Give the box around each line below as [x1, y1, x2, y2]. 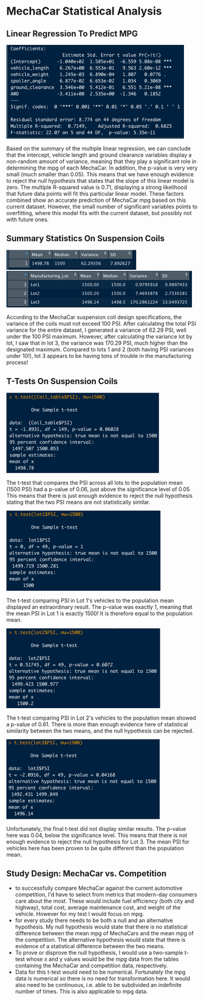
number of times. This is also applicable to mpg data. [15, 988, 148, 995]
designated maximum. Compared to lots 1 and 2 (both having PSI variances [6, 345, 194, 353]
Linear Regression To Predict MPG [6, 29, 138, 39]
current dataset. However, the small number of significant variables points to [6, 203, 198, 210]
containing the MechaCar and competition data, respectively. [15, 962, 168, 969]
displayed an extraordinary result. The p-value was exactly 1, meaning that [6, 603, 193, 610]
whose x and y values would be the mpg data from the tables [26, 955, 179, 963]
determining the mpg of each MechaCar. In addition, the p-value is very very [6, 164, 198, 171]
